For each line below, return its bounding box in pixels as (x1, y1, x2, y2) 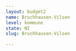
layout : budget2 (5, 8, 46, 15)
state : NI (5, 25, 31, 31)
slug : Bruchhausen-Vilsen (5, 31, 70, 37)
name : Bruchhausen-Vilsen (5, 14, 70, 20)
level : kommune (5, 20, 44, 26)
